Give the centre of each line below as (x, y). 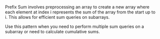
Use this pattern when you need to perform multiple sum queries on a (75, 26)
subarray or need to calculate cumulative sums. (53, 32)
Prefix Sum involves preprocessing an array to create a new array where (77, 7)
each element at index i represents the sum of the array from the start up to (80, 12)
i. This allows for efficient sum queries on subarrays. (57, 17)
